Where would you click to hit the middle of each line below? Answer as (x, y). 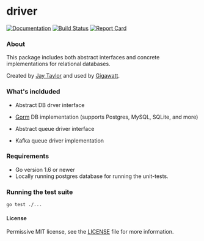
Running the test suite (40, 192)
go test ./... (24, 205)
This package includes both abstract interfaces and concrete (83, 57)
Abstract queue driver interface (55, 128)
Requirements (28, 156)
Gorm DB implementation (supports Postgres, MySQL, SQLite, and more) (107, 117)
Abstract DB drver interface (50, 105)
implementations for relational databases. (59, 64)
